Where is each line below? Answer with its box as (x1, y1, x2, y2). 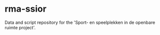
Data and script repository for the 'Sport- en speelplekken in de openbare (4, 19, 156, 25)
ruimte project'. (4, 24, 36, 30)
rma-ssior (4, 3, 47, 15)
